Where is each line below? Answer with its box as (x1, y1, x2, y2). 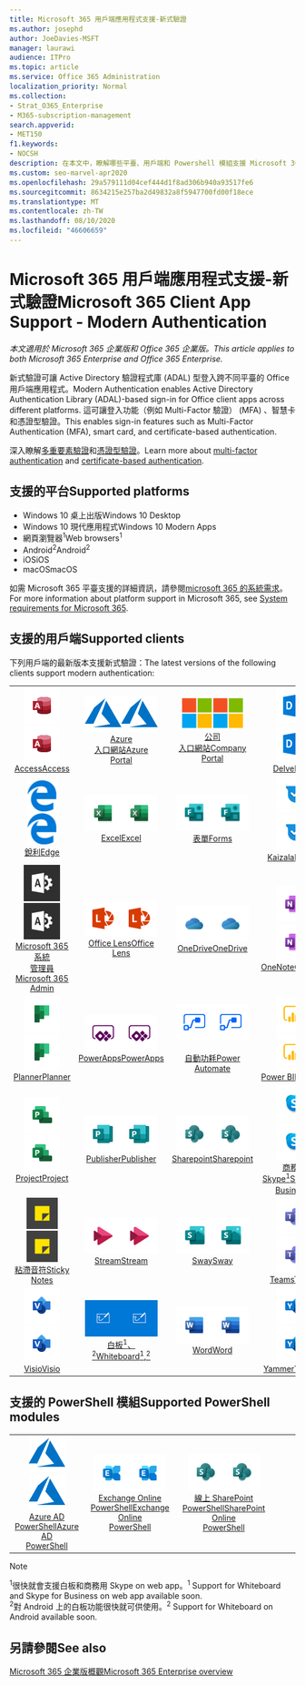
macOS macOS (22, 564, 78, 574)
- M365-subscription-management (9, 110, 132, 120)
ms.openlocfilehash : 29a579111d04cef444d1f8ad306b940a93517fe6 (9, 178, 254, 187)
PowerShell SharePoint (182, 1503, 266, 1514)
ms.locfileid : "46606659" (9, 226, 107, 236)
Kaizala (267, 851, 295, 862)
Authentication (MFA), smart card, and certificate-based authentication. (9, 426, 277, 437)
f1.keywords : (9, 139, 59, 149)
